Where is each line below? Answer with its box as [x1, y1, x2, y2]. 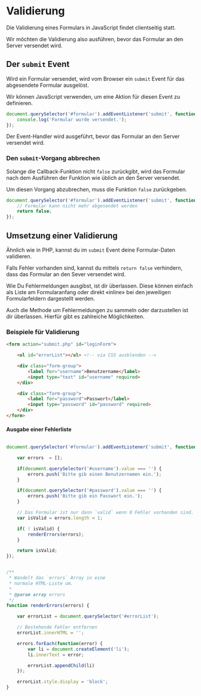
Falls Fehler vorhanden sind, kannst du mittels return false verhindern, [6, 264, 183, 271]
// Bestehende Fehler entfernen [17, 624, 98, 630]
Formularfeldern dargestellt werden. [6, 295, 95, 302]
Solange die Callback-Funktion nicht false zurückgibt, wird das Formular [6, 167, 185, 175]
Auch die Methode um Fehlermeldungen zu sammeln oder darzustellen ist [6, 306, 188, 313]
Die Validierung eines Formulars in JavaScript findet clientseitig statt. [6, 24, 176, 31]
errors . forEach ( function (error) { [17, 640, 103, 646]
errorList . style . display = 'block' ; [17, 679, 109, 685]
